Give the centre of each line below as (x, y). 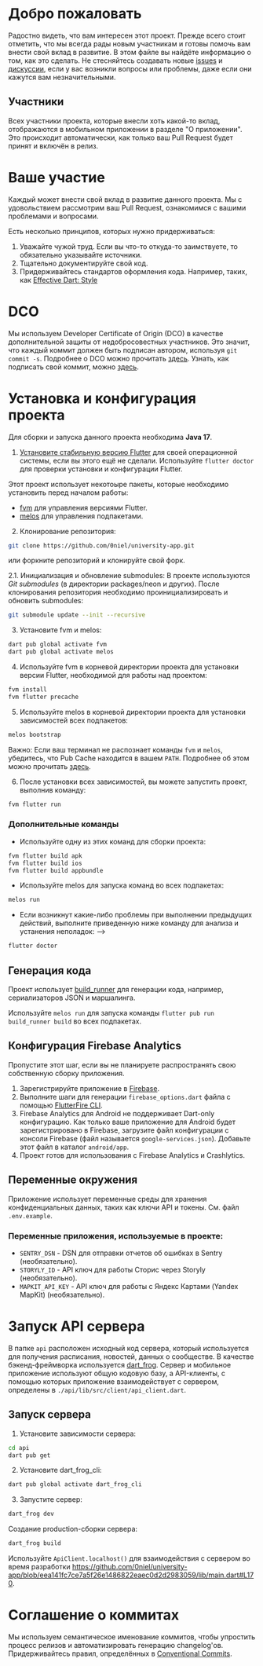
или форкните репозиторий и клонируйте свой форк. (97, 560)
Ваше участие (57, 177)
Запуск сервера (50, 1415)
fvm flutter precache (44, 697)
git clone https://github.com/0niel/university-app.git (101, 546)
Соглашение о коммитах (94, 1615)
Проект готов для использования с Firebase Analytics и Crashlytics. (132, 1155)
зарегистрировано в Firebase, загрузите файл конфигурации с (124, 1130)
